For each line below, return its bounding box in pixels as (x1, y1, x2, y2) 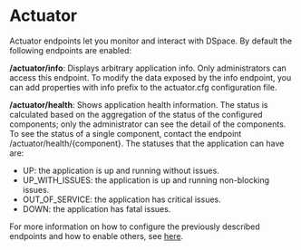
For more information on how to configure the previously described (9, 221, 260, 232)
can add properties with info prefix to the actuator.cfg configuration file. (9, 82, 278, 92)
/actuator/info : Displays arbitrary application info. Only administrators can (9, 62, 287, 73)
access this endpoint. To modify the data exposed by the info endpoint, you (9, 72, 292, 82)
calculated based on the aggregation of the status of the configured (9, 109, 263, 120)
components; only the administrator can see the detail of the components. (9, 119, 286, 130)
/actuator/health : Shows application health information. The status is (9, 99, 268, 110)
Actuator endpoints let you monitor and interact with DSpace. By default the (9, 35, 293, 46)
